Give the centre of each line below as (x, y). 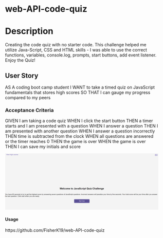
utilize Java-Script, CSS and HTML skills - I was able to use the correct (76, 50)
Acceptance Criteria (29, 110)
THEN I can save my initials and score (43, 146)
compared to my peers (28, 97)
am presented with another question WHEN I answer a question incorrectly (80, 131)
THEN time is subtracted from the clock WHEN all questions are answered (79, 136)
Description (29, 31)
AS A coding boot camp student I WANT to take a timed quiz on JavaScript (80, 87)
